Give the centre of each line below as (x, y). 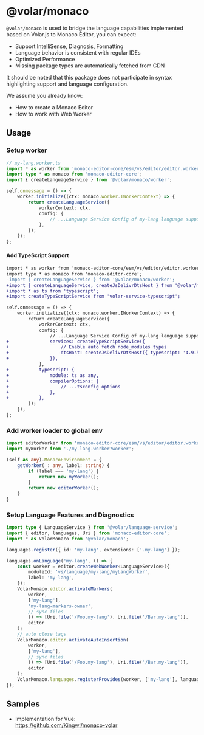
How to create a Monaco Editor (54, 107)
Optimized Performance (45, 59)
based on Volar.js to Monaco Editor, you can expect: (71, 34)
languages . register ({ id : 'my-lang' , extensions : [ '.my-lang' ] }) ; (93, 550)
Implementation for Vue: (45, 719)
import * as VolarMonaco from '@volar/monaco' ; (68, 539)
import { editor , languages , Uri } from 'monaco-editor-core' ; (88, 533)
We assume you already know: (45, 95)
